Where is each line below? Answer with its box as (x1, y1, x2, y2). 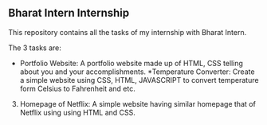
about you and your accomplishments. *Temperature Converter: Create (19, 67, 255, 76)
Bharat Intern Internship (8, 6, 130, 20)
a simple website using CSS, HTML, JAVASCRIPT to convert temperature (19, 75, 259, 84)
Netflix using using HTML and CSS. (19, 107, 135, 117)
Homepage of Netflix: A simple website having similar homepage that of (19, 99, 257, 108)
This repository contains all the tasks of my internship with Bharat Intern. (8, 27, 247, 37)
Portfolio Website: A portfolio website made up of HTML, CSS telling (19, 58, 243, 68)
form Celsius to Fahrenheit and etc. (19, 84, 135, 93)
